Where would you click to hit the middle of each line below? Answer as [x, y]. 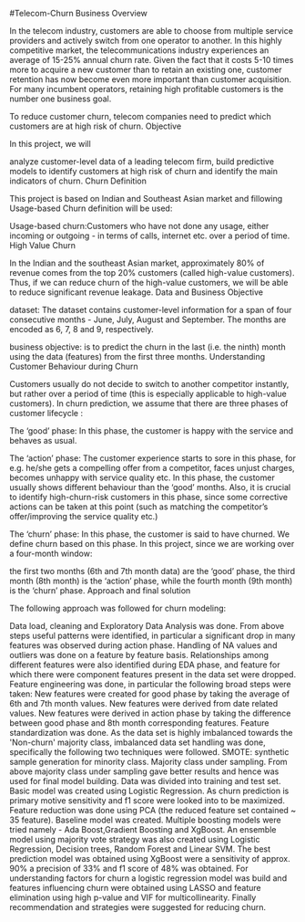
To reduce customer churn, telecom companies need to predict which [140, 116]
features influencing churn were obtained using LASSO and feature [135, 888]
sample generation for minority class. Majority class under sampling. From [149, 762]
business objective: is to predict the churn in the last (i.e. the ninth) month [147, 347]
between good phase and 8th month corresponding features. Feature [139, 723]
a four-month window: [51, 553]
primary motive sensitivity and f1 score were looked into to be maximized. [147, 801]
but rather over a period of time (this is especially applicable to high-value [148, 393]
